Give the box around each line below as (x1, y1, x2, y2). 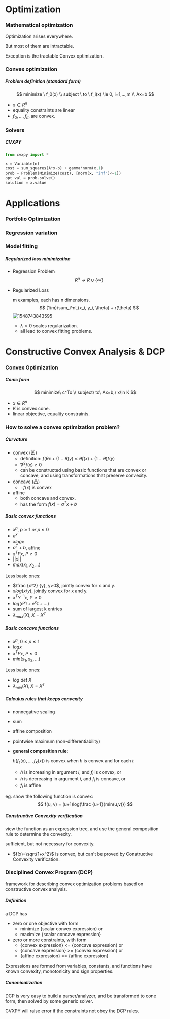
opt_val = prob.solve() (5, 176, 56, 181)
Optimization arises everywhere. (5, 33, 73, 39)
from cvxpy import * (5, 152, 49, 157)
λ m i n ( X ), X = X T (12, 682, 45, 690)
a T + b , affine (12, 544, 41, 551)
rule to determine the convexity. (5, 831, 72, 837)
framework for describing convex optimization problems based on (5, 881, 144, 887)
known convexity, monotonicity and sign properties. (5, 968, 114, 974)
